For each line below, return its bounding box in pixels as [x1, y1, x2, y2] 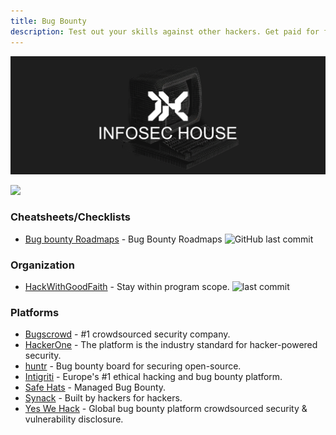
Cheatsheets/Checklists [10, 210, 131, 224]
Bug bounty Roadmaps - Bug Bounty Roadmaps [24, 233, 223, 245]
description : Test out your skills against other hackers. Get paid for [10, 26, 320, 37]
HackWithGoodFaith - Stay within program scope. [24, 281, 230, 293]
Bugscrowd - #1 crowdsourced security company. [24, 328, 231, 340]
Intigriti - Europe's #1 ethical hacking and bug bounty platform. [24, 371, 283, 383]
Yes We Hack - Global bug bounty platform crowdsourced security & [24, 403, 308, 415]
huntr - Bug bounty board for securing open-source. [24, 360, 242, 372]
